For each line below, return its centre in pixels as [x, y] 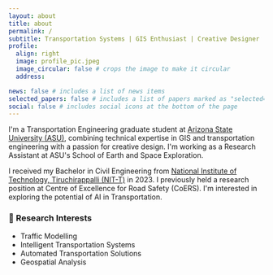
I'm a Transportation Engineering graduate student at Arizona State [121, 129]
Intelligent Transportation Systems [78, 244]
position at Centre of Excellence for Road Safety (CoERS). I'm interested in [133, 189]
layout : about [32, 16]
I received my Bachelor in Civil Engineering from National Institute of [123, 171]
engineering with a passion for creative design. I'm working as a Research [132, 146]
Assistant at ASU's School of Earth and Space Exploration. [106, 155]
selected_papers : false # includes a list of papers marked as [118, 98]
